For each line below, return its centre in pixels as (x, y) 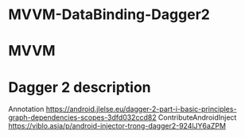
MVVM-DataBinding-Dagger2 (109, 15)
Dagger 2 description (80, 87)
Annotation (26, 109)
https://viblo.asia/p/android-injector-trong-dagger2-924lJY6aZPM (117, 126)
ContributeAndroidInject (197, 117)
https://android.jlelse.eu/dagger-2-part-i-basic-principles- (141, 109)
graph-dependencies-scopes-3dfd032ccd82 (82, 117)
